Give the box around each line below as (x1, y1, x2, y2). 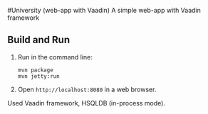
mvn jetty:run (17, 72, 60, 80)
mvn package (17, 67, 53, 74)
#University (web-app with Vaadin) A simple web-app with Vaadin (7, 6, 202, 14)
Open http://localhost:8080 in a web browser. (17, 85, 157, 93)
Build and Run (7, 34, 70, 46)
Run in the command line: (17, 52, 93, 61)
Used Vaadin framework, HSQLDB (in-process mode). (7, 98, 166, 107)
